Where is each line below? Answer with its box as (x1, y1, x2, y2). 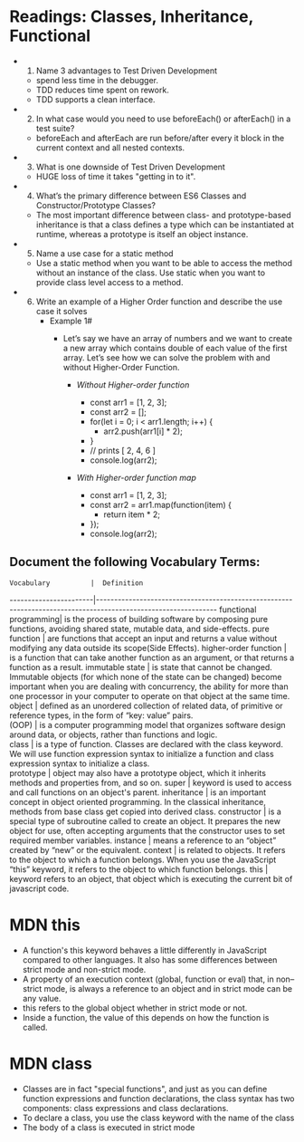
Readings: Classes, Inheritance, (9, 6, 253, 27)
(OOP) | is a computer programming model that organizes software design (9, 719, 286, 730)
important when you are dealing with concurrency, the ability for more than (9, 681, 289, 692)
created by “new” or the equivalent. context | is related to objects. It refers (9, 844, 286, 855)
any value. (22, 993, 62, 1003)
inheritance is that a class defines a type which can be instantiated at (35, 219, 294, 230)
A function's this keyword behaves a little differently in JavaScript (22, 945, 267, 955)
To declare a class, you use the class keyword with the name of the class (22, 1112, 295, 1123)
